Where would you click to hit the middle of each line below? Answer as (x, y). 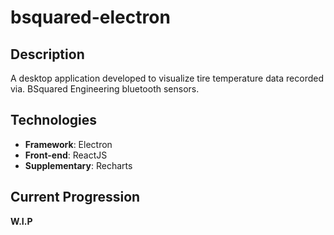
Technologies (54, 120)
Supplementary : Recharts (78, 165)
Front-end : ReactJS (66, 155)
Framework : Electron (68, 144)
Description (47, 54)
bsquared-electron (90, 17)
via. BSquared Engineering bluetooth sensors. (105, 89)
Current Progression (75, 197)
